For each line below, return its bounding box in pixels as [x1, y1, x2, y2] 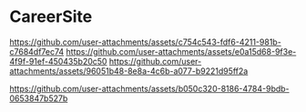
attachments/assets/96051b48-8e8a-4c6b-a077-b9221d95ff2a [9, 66, 249, 76]
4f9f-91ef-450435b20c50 [9, 56, 107, 66]
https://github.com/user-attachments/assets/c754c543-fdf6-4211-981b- [9, 36, 282, 47]
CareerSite [9, 6, 93, 27]
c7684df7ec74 [9, 46, 65, 56]
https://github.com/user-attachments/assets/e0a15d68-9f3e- [66, 46, 297, 56]
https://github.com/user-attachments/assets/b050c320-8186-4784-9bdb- [9, 83, 290, 94]
